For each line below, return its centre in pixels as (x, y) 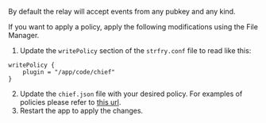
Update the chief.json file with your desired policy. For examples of (131, 94)
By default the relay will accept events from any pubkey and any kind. (122, 12)
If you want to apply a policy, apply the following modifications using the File (133, 27)
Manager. (24, 35)
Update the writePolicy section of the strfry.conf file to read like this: (135, 50)
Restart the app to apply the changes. (81, 111)
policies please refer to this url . (70, 102)
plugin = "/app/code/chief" (69, 72)
